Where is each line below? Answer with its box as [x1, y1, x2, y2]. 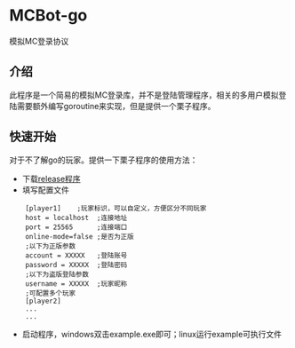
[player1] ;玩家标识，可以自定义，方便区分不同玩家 [25, 203, 207, 213]
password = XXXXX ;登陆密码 [25, 260, 128, 269]
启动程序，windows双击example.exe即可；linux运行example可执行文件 [21, 328, 283, 339]
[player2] [25, 297, 62, 305]
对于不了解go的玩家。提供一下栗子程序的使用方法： [9, 154, 198, 165]
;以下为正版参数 [25, 241, 76, 250]
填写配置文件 [21, 184, 69, 195]
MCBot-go [9, 5, 88, 26]
